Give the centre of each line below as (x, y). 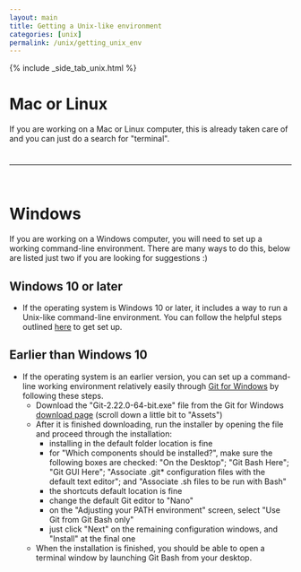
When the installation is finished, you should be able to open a (150, 548)
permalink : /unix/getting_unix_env (76, 43)
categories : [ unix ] (46, 34)
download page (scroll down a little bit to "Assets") (129, 414)
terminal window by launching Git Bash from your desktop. (144, 558)
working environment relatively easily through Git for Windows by (158, 386)
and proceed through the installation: (104, 433)
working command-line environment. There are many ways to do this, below (150, 248)
